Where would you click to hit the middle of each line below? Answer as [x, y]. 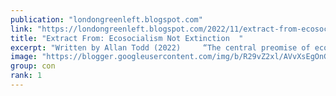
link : [21, 29]
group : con [33, 66]
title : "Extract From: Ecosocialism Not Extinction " [127, 38]
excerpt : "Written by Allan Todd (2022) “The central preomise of [160, 47]
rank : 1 [26, 76]
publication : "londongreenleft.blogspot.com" [106, 19]
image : [24, 57]
